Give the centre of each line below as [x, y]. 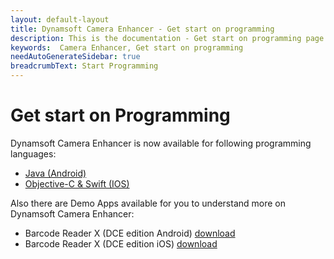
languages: [33, 153]
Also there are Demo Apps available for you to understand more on [148, 203]
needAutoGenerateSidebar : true [75, 57]
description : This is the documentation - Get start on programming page [167, 38]
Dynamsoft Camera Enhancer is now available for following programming [161, 143]
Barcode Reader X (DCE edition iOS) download [121, 243]
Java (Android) [55, 173]
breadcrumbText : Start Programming [84, 66]
